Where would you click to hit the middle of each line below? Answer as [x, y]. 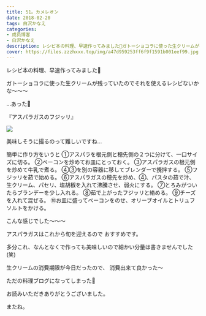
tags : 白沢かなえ [26, 23]
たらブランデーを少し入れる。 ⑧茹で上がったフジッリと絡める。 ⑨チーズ [101, 192]
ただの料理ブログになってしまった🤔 [51, 280]
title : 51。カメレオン [32, 12]
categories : [21, 29]
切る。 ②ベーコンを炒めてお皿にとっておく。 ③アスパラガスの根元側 [106, 162]
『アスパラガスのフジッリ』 [41, 116]
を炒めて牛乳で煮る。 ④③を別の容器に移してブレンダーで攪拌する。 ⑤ [99, 170]
